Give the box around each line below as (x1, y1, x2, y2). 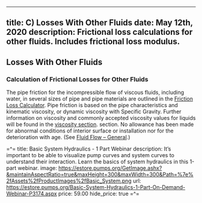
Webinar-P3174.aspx (6, 190, 57, 198)
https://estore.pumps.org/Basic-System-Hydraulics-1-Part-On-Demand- (6, 184, 186, 191)
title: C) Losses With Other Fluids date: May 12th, (6, 17, 194, 28)
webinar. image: (17, 164, 57, 172)
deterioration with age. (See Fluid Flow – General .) (6, 134, 130, 141)
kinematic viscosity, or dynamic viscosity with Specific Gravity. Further (6, 108, 182, 115)
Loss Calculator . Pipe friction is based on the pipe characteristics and (6, 102, 179, 109)
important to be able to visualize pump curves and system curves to (6, 152, 175, 159)
